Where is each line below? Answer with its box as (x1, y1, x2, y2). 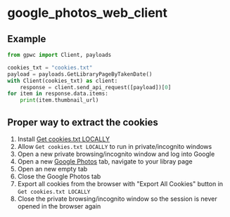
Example (7, 33, 46, 45)
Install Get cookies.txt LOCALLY (17, 135, 110, 143)
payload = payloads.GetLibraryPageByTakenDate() (7, 70, 153, 78)
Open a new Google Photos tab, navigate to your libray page (17, 157, 193, 166)
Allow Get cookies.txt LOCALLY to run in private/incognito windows (17, 142, 212, 150)
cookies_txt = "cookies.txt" (7, 64, 93, 71)
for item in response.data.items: (7, 90, 109, 98)
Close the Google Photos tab (17, 172, 101, 180)
